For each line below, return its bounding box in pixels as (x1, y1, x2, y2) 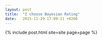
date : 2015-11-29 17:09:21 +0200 (5, 16, 78, 21)
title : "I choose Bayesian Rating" (5, 12, 80, 17)
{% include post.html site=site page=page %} (5, 30, 98, 36)
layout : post (5, 7, 32, 12)
